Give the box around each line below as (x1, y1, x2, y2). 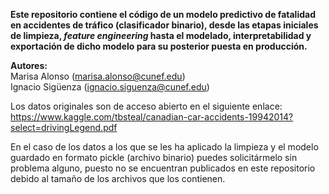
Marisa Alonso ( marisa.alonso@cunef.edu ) (10, 70, 186, 82)
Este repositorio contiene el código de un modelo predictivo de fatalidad (10, 9, 316, 20)
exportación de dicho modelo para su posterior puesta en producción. (10, 40, 308, 52)
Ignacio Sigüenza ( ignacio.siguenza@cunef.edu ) (10, 81, 210, 93)
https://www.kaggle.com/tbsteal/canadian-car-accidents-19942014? (10, 111, 294, 123)
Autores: (10, 60, 48, 71)
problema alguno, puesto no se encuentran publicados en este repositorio (10, 162, 316, 174)
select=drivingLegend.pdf (10, 122, 118, 133)
